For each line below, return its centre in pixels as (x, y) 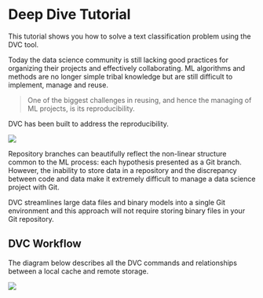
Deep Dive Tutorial (69, 15)
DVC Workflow (45, 244)
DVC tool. (24, 44)
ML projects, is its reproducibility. (81, 109)
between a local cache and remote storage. (79, 271)
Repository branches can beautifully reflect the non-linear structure (117, 153)
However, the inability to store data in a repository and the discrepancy (122, 170)
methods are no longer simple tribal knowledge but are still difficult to (121, 76)
